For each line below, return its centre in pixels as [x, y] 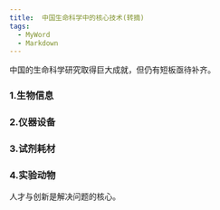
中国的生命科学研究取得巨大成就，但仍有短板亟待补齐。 [112, 70]
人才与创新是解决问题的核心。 [65, 196]
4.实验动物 [33, 175]
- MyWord [34, 34]
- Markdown [38, 43]
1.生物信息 [32, 96]
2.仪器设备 [33, 122]
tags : [19, 26]
